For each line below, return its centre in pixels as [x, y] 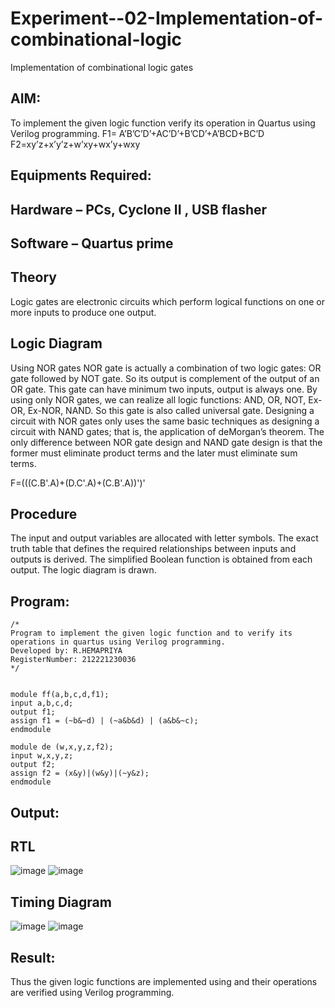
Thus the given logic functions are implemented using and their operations [164, 981]
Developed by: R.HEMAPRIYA [66, 651]
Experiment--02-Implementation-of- [166, 18]
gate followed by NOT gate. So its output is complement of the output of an [165, 378]
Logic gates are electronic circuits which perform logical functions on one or [168, 301]
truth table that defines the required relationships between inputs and [153, 549]
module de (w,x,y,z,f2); [62, 747]
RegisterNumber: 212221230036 [73, 660]
